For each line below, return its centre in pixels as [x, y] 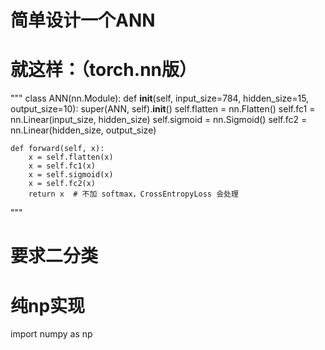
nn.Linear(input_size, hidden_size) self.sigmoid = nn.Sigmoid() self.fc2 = [159, 120]
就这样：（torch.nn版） [103, 70]
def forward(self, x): [57, 149]
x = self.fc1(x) [62, 166]
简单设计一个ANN [83, 20]
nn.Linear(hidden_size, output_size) [83, 130]
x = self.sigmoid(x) [71, 175]
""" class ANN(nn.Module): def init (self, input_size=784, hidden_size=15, [160, 98]
